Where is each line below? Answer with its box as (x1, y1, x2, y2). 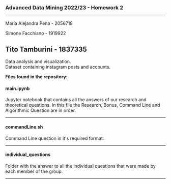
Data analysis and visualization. (5, 58, 71, 65)
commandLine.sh (5, 124, 43, 130)
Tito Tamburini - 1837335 (5, 45, 88, 53)
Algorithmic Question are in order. (5, 107, 76, 113)
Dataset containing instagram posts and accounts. (5, 64, 111, 70)
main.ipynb (5, 85, 30, 91)
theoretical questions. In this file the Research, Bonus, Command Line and (5, 102, 160, 108)
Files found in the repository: (5, 74, 68, 80)
